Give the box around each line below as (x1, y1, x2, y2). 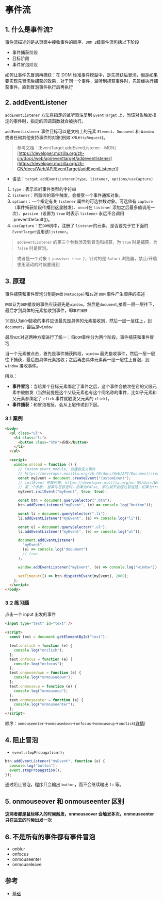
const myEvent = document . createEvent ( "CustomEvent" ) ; (17, 476, 131, 480)
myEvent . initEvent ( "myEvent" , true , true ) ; (17, 489, 108, 494)
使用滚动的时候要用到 (16, 261, 60, 267)
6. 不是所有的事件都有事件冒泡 (5, 832, 96, 841)
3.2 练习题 (5, 600, 29, 606)
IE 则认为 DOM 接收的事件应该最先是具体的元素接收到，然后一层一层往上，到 (5, 318, 152, 323)
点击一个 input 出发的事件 (5, 611, 56, 618)
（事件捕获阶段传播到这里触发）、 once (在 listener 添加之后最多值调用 (12, 204, 151, 210)
